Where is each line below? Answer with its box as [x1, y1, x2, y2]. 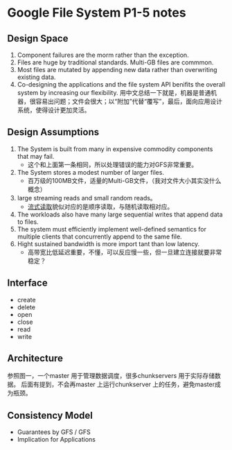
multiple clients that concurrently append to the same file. [17, 232, 182, 241]
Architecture [7, 352, 64, 365]
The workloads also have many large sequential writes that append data [17, 210, 223, 218]
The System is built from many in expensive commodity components [17, 144, 213, 153]
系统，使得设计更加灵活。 [17, 106, 91, 114]
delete [17, 303, 36, 311]
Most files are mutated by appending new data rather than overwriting [17, 66, 217, 73]
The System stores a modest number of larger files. [17, 168, 165, 176]
